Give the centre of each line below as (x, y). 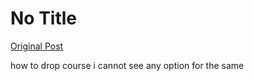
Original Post (37, 46)
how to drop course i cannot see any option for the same (127, 65)
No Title (44, 18)
